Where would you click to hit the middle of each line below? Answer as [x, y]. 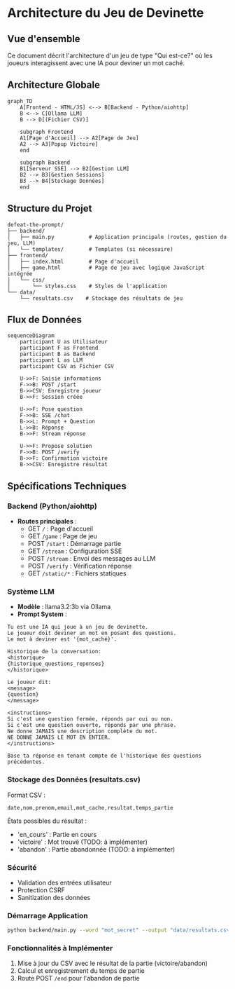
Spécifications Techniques [67, 486]
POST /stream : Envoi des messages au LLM [92, 559]
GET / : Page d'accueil [60, 529]
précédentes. [26, 762]
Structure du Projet [50, 209]
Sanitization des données [54, 898]
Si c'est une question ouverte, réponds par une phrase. [92, 725]
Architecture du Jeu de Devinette [106, 13]
